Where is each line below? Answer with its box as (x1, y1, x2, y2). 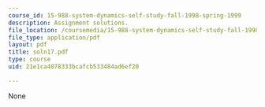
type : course (8, 56, 51, 64)
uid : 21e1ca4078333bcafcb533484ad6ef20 (8, 63, 140, 71)
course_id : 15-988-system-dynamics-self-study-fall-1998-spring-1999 (8, 11, 242, 20)
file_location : (8, 26, 58, 34)
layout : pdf (8, 41, 47, 49)
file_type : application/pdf (8, 33, 101, 42)
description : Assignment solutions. (8, 19, 129, 27)
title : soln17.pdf (8, 48, 69, 56)
